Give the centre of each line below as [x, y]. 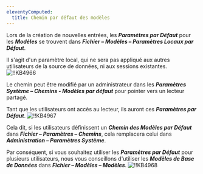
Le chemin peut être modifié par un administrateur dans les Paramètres [96, 84]
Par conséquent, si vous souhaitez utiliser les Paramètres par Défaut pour [100, 152]
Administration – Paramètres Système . [56, 140]
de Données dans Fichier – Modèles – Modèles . [67, 165]
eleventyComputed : [29, 12]
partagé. [17, 97]
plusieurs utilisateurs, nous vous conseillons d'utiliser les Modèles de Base [100, 158]
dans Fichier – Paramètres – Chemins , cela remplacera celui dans [89, 134]
